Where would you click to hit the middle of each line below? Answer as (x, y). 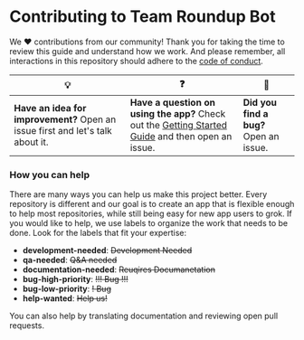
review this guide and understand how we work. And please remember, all (147, 51)
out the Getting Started (179, 125)
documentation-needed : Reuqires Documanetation (119, 269)
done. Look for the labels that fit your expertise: (98, 233)
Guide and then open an (181, 136)
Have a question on (172, 102)
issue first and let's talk (63, 130)
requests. (27, 326)
